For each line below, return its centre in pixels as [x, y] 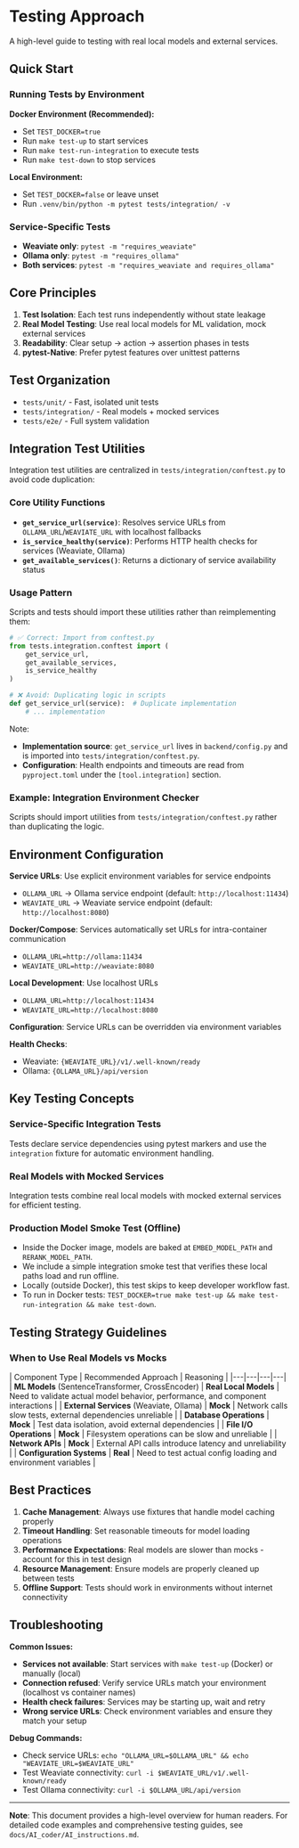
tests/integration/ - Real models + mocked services [121, 411]
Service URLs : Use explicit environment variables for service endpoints [140, 876]
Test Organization [60, 380]
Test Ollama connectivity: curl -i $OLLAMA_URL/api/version [132, 1789]
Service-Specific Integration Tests [85, 1124]
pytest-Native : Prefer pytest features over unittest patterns [131, 352]
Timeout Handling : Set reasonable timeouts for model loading [136, 1531]
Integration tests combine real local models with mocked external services [145, 1195]
